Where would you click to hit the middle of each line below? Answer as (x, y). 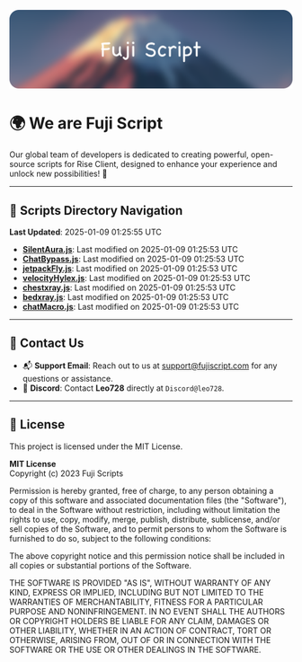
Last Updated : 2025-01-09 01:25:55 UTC (85, 232)
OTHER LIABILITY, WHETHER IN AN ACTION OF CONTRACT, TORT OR (140, 631)
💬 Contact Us (47, 344)
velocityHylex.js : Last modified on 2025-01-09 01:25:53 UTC (136, 278)
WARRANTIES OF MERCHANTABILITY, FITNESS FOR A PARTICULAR (136, 602)
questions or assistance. (68, 378)
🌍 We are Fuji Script (86, 124)
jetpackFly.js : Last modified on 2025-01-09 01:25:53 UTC (130, 269)
